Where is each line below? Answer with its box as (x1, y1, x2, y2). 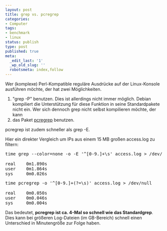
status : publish (5, 40, 39, 45)
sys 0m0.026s (5, 171, 47, 176)
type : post (5, 44, 28, 49)
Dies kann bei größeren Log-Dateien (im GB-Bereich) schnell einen (5, 215, 143, 221)
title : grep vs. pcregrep (5, 12, 59, 17)
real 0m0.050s (5, 190, 47, 196)
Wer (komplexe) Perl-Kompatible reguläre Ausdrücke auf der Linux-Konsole (5, 81, 160, 87)
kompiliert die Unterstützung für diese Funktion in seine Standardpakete (12, 101, 160, 107)
